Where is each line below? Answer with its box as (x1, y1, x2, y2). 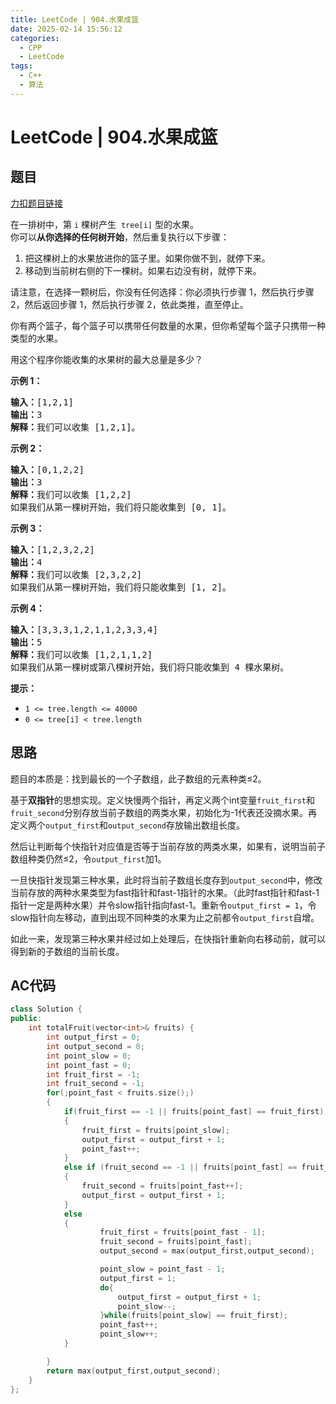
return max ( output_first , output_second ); (46, 1366, 222, 1376)
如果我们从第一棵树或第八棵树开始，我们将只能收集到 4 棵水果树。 (10, 661, 290, 673)
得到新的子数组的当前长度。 (10, 945, 125, 957)
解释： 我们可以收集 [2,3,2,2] (10, 569, 143, 580)
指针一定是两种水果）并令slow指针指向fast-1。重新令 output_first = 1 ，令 (10, 899, 317, 911)
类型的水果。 (10, 332, 63, 344)
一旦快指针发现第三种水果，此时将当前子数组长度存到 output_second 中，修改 (10, 874, 323, 886)
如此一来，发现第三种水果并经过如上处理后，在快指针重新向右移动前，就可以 (10, 932, 326, 945)
